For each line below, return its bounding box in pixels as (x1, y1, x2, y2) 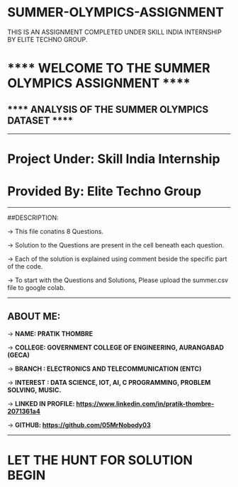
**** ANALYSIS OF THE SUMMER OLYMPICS (7, 103, 209, 116)
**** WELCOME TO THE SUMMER (7, 60, 211, 77)
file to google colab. (7, 284, 66, 292)
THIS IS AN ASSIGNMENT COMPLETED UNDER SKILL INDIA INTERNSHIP (7, 28, 222, 36)
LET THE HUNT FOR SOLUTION (7, 452, 193, 469)
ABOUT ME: (7, 310, 61, 323)
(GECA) (7, 350, 30, 359)
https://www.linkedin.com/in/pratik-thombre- (76, 399, 215, 408)
